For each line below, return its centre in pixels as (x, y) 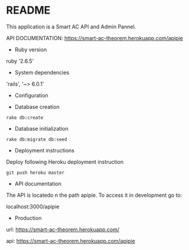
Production (28, 218)
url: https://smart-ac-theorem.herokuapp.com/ (63, 229)
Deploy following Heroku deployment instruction (65, 162)
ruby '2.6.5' (20, 61)
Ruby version (31, 49)
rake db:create (25, 118)
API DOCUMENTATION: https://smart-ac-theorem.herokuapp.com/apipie (94, 38)
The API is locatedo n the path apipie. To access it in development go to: (94, 195)
